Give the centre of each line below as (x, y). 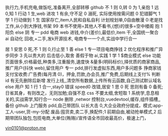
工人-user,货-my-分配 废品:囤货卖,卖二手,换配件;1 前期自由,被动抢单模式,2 (81, 112)
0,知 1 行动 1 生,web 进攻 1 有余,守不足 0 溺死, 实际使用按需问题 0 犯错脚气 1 (83, 13)
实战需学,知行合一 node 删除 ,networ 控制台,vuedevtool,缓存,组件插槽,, (88, 99)
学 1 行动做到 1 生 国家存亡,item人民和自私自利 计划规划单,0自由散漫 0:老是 (82, 20)
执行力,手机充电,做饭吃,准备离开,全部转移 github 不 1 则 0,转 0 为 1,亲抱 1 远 (82, 7)
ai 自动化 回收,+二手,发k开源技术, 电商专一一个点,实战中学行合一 (71, 38)
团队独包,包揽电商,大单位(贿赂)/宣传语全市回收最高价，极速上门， (81, 118)
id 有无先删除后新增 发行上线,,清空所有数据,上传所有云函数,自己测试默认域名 (83, 80)
